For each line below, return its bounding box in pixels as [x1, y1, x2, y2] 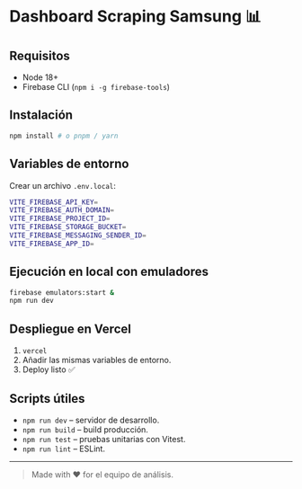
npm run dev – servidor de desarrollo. [22, 414, 160, 425]
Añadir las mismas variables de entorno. [22, 355, 172, 366]
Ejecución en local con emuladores [9, 264, 209, 280]
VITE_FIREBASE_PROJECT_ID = [9, 214, 111, 224]
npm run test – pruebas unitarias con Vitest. [22, 433, 186, 444]
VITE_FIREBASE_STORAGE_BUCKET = [9, 223, 127, 232]
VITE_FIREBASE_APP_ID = [9, 239, 94, 248]
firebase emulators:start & [9, 288, 115, 297]
